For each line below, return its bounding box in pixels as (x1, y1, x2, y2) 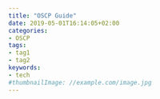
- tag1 (8, 49, 30, 57)
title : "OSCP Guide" (8, 11, 78, 20)
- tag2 (8, 57, 30, 65)
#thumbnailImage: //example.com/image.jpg (8, 78, 152, 86)
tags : (8, 42, 26, 49)
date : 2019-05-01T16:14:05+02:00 (8, 19, 120, 27)
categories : (8, 26, 48, 34)
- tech (8, 71, 30, 79)
